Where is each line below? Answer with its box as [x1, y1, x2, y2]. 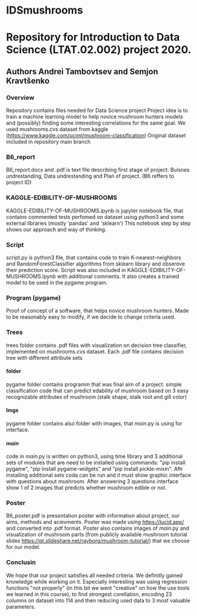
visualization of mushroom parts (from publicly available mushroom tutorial [6, 531, 188, 538]
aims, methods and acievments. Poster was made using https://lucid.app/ [6, 519, 184, 526]
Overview [6, 93, 35, 101]
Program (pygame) [6, 293, 61, 302]
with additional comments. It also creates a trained [56, 273, 179, 280]
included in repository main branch [6, 138, 91, 145]
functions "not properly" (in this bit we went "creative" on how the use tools [6, 584, 190, 591]
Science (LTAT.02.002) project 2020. [6, 43, 192, 57]
